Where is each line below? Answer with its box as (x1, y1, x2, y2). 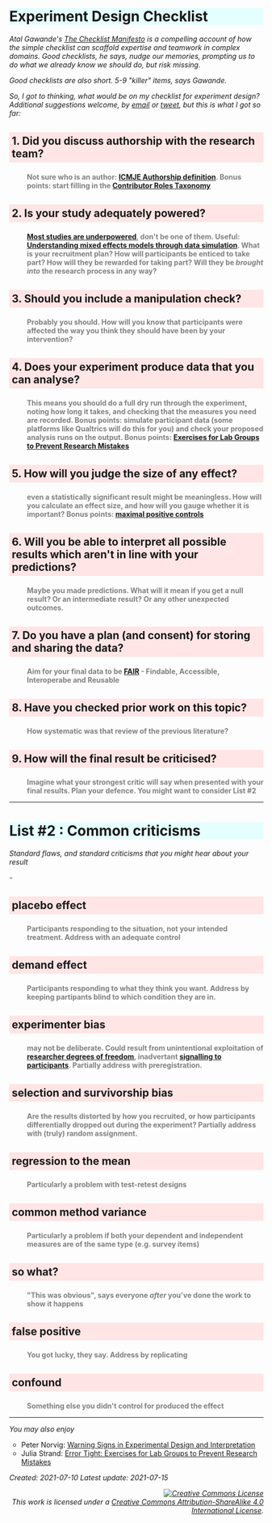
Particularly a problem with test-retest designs (27, 1179, 187, 1189)
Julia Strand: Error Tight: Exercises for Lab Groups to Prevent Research (20, 1448, 257, 1458)
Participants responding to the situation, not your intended (27, 924, 228, 933)
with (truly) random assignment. (27, 1128, 138, 1138)
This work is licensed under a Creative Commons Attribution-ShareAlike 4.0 (11, 1496, 264, 1507)
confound (11, 1376, 62, 1390)
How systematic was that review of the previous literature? (27, 726, 229, 735)
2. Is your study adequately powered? (11, 206, 206, 221)
